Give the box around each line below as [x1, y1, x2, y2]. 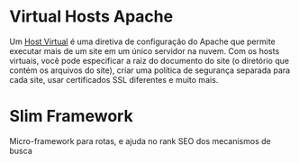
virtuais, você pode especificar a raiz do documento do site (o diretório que [9, 55, 290, 66]
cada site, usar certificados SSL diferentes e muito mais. [9, 74, 219, 85]
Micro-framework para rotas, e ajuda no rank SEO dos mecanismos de [9, 135, 272, 146]
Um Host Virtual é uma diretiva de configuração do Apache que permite [9, 36, 276, 47]
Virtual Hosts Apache [9, 6, 174, 27]
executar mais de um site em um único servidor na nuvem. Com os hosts [9, 45, 280, 56]
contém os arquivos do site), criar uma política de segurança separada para [9, 65, 291, 76]
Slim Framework [9, 106, 133, 127]
